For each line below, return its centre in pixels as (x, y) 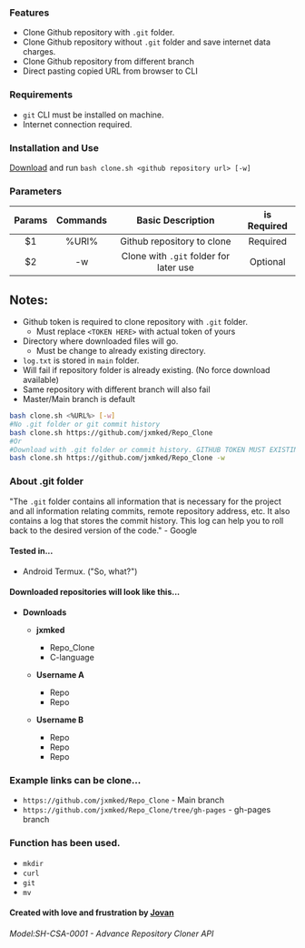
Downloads (44, 612)
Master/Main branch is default (79, 399)
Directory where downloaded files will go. (100, 341)
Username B (60, 720)
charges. (39, 52)
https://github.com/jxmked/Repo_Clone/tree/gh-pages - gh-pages (147, 810)
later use (176, 267)
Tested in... (31, 551)
